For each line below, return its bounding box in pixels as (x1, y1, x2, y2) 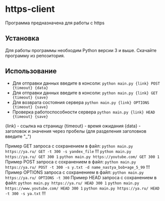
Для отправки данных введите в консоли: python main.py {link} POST (12, 80, 160, 86)
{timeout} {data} (12, 85, 49, 90)
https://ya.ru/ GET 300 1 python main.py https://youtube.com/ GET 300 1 (5, 154, 160, 159)
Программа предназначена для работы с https (5, 20, 105, 26)
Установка (5, 34, 40, 43)
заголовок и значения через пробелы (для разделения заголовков (5, 128, 147, 134)
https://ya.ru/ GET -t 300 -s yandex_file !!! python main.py (5, 148, 131, 154)
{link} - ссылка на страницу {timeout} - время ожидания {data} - (5, 123, 141, 129)
